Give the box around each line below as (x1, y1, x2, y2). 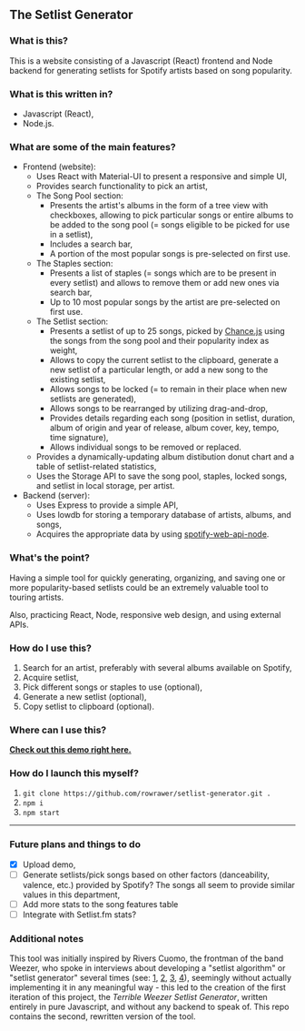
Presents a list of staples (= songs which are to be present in (49, 268, 277, 278)
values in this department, (22, 889, 121, 900)
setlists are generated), (49, 393, 137, 404)
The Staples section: (35, 258, 113, 269)
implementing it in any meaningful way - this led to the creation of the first (9, 982, 286, 993)
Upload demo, (22, 859, 76, 870)
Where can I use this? (9, 723, 107, 736)
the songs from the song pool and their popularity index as (49, 336, 270, 347)
